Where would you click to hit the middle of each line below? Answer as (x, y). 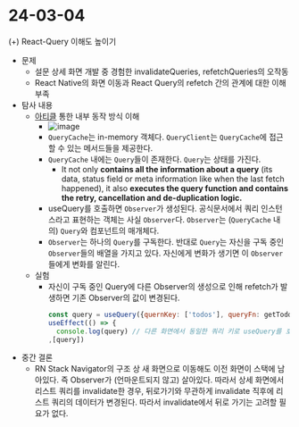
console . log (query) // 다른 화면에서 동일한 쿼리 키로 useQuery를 (169, 331)
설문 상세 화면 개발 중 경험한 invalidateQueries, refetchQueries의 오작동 (162, 71)
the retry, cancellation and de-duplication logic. (152, 197)
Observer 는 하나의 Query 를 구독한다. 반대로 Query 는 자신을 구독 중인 (166, 241)
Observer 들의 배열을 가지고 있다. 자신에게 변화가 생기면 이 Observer (165, 253)
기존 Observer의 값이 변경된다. (126, 297)
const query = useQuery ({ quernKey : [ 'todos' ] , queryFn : (154, 314)
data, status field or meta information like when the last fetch (173, 179)
